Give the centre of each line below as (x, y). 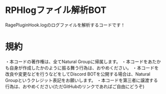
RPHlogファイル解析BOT (56, 10)
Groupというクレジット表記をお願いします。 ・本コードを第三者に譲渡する (82, 80)
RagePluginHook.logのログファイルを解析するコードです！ (65, 25)
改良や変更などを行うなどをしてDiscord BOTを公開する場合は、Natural (78, 74)
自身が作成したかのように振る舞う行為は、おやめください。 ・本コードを (84, 68)
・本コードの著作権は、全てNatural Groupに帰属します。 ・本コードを (77, 61)
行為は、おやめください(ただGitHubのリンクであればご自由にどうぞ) (75, 86)
